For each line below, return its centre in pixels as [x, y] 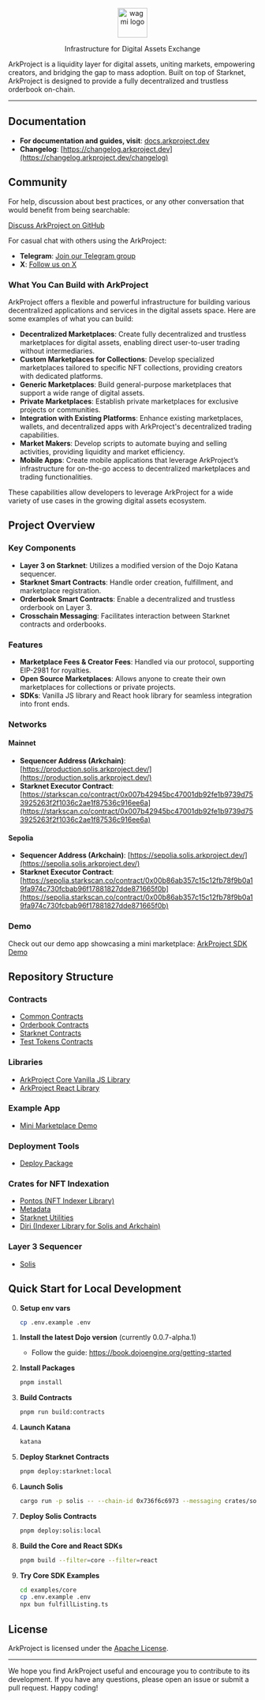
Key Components [42, 548]
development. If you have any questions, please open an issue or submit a [129, 1679]
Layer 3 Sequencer [45, 1247]
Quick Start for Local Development [95, 1289]
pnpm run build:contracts [62, 1412]
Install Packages [47, 1368]
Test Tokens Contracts [56, 1042]
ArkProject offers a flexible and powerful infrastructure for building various [129, 301]
